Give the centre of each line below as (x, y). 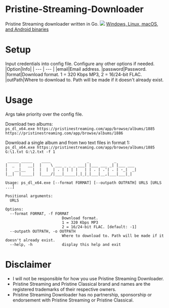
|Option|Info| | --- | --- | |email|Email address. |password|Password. (76, 69)
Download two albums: (29, 124)
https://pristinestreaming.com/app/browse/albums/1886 (64, 133)
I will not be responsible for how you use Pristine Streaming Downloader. (88, 278)
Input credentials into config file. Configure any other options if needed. (80, 64)
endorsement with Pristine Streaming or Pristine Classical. (73, 300)
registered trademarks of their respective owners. (64, 289)
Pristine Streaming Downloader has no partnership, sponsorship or (82, 294)
